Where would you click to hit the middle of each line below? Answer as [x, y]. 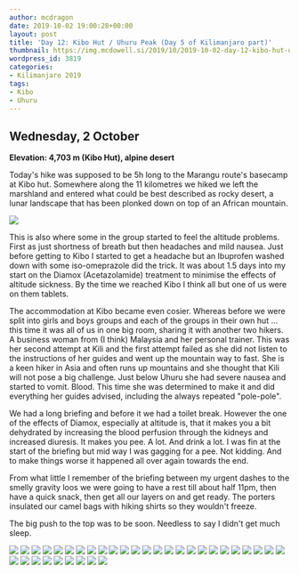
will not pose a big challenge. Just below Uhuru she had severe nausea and [148, 377]
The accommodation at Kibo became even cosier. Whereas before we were [148, 311]
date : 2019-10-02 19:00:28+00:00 [71, 26]
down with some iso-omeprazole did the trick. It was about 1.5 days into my [148, 266]
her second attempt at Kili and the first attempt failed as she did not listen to [148, 349]
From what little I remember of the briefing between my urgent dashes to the [149, 478]
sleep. [20, 533]
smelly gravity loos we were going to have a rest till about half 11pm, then [143, 488]
